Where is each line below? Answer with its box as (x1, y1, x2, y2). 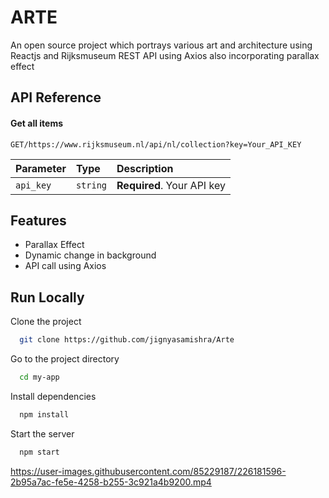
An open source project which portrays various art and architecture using (10, 39, 313, 51)
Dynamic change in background (24, 249, 157, 261)
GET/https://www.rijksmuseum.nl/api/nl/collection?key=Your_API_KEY (10, 139, 302, 150)
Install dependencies (10, 390, 97, 402)
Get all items (10, 117, 64, 129)
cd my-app (19, 372, 60, 383)
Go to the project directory (10, 353, 120, 365)
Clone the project (10, 316, 82, 328)
